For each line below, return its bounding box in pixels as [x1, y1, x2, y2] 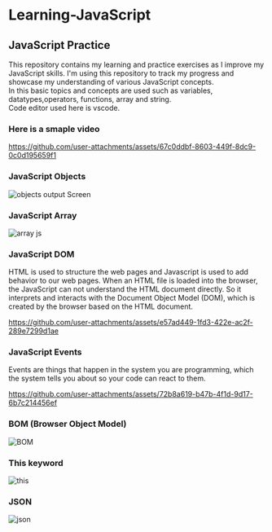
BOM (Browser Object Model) [8, 418, 127, 429]
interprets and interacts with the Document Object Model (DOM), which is [8, 293, 255, 303]
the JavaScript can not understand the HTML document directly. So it [8, 284, 242, 294]
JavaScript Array [8, 209, 77, 221]
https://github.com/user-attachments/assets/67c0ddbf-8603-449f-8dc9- [8, 142, 257, 152]
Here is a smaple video [8, 123, 100, 134]
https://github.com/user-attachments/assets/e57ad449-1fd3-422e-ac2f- [8, 318, 254, 328]
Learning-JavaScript [8, 6, 151, 24]
